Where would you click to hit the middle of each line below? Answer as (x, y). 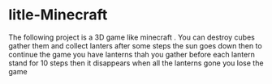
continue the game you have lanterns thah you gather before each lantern (132, 54)
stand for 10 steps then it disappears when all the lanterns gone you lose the (136, 63)
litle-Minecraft (58, 15)
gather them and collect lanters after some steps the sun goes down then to (135, 45)
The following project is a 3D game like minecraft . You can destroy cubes (132, 37)
